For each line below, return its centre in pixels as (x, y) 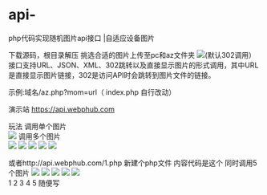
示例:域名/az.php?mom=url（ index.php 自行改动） (92, 92)
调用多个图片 (39, 136)
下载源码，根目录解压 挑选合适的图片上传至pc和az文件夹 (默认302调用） (132, 55)
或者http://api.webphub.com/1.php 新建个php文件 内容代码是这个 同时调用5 (133, 163)
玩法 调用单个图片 (37, 126)
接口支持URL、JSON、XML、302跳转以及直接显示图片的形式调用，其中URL (133, 65)
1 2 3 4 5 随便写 (34, 183)
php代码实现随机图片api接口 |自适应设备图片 (81, 38)
